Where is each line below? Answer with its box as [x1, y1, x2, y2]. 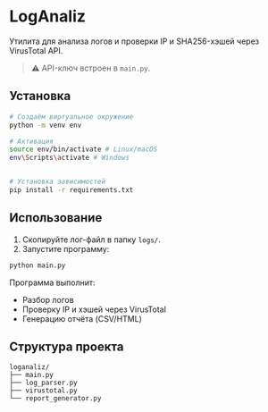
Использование [9, 210, 103, 225]
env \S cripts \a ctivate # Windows [9, 154, 130, 163]
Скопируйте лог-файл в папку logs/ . [21, 234, 161, 245]
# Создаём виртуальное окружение [9, 112, 134, 122]
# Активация [9, 137, 54, 146]
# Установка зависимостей [9, 177, 105, 187]
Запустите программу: [21, 243, 110, 254]
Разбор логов [21, 294, 74, 305]
